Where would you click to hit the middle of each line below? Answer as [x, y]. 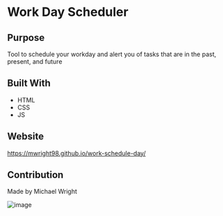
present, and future [35, 62]
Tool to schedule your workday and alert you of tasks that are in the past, [112, 54]
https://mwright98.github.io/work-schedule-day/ [76, 153]
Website [25, 137]
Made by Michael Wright [42, 192]
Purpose [26, 38]
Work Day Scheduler [68, 12]
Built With [29, 83]
